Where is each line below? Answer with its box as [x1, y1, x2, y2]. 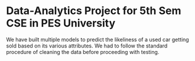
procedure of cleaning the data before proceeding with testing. [6, 48, 160, 55]
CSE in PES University [6, 16, 116, 30]
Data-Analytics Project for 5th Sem [6, 4, 181, 18]
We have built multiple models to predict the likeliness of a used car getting [6, 36, 189, 43]
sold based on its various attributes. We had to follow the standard [6, 42, 168, 49]
